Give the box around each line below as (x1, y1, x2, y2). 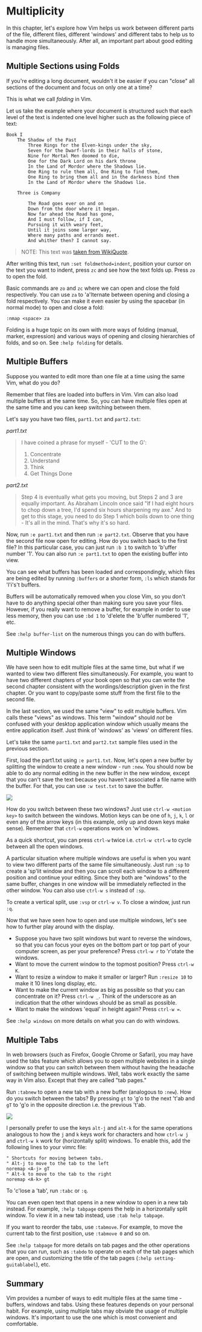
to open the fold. (6, 272, 48, 280)
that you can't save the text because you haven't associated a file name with (6, 776, 197, 783)
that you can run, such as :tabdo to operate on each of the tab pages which (6, 1248, 194, 1255)
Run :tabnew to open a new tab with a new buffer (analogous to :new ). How (6, 1088, 192, 1096)
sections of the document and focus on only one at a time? (6, 84, 153, 91)
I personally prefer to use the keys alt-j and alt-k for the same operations (6, 1124, 193, 1132)
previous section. (6, 745, 49, 752)
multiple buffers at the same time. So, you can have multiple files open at (6, 397, 188, 404)
